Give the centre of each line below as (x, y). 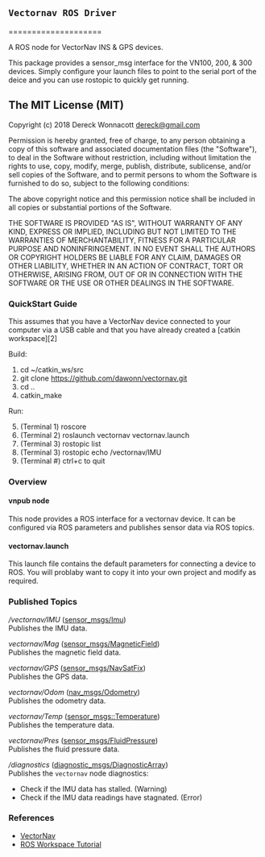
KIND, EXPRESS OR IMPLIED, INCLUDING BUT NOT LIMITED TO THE (122, 231)
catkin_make (41, 395)
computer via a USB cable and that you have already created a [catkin (124, 330)
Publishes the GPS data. (48, 676)
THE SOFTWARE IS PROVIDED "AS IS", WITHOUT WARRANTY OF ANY (126, 223)
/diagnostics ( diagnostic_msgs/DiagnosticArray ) (89, 764)
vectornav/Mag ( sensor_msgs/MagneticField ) (84, 643)
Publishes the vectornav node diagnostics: (79, 773)
